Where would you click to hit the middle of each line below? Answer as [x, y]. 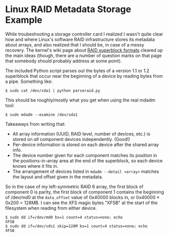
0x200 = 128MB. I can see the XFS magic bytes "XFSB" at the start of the [81, 203]
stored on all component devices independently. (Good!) [71, 139]
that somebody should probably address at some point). [64, 61]
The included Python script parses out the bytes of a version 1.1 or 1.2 [77, 70]
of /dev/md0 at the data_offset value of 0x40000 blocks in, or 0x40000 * [82, 197]
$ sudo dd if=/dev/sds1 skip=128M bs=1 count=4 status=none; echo [76, 226]
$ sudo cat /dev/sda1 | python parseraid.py [53, 90]
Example [24, 20]
